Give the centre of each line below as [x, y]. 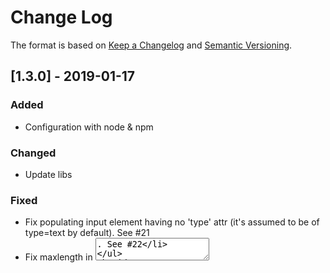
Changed [33, 153]
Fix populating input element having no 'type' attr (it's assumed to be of [172, 222]
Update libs [48, 174]
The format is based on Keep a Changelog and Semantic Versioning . [151, 45]
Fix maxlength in [58, 257]
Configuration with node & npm [89, 127]
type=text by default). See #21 [87, 233]
